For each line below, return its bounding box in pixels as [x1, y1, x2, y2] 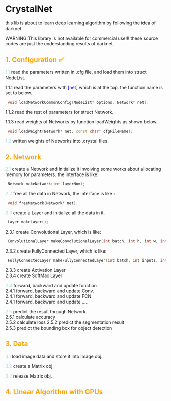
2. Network [5, 153, 42, 161]
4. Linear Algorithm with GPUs [5, 387, 103, 396]
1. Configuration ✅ [5, 56, 65, 64]
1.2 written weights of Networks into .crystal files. [5, 138, 109, 144]
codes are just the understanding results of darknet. [5, 40, 115, 46]
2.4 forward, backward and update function [5, 282, 97, 288]
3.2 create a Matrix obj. [5, 363, 54, 369]
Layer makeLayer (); [7, 220, 49, 225]
